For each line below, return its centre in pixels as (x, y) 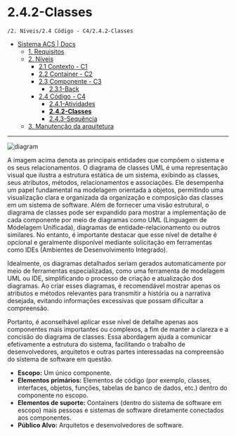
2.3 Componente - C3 (70, 81)
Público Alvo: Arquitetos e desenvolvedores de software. (100, 425)
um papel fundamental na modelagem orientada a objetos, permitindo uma (115, 190)
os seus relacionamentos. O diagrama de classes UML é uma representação (118, 167)
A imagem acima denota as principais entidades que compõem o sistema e (116, 160)
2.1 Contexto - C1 (63, 66)
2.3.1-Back (64, 89)
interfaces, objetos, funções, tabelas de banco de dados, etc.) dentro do (122, 387)
